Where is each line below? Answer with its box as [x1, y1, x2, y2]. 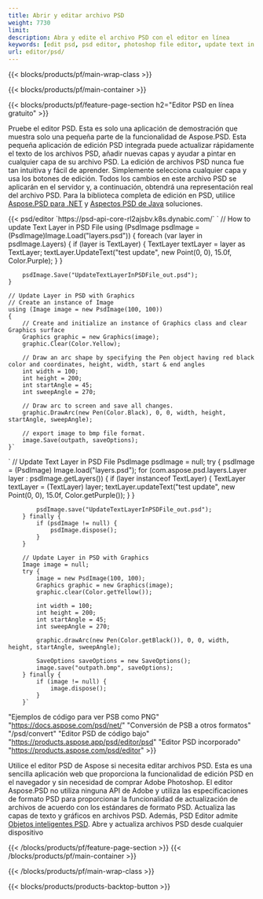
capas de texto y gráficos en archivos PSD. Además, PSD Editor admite [8, 811, 238, 820]
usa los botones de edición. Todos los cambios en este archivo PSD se [8, 174, 237, 183]
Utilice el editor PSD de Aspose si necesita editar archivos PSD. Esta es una [8, 761, 253, 770]
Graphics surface [8, 326, 65, 334]
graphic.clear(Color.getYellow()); [36, 588, 153, 596]
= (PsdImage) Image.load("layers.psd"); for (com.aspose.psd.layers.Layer [8, 466, 247, 474]
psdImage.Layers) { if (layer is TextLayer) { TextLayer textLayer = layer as [8, 239, 246, 249]
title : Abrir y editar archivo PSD [8, 11, 125, 20]
